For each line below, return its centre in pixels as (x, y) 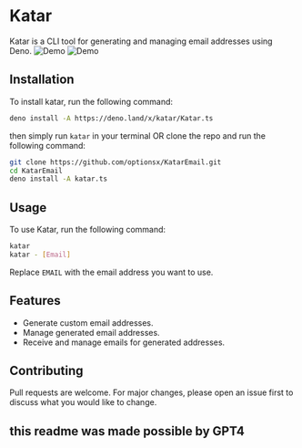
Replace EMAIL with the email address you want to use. (111, 272)
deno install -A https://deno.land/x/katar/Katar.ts (111, 118)
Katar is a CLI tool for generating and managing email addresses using (141, 41)
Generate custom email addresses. (88, 323)
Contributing (46, 371)
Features (35, 301)
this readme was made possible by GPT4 (127, 431)
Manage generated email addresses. (91, 332)
